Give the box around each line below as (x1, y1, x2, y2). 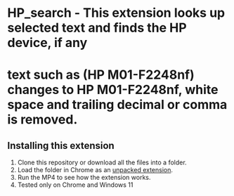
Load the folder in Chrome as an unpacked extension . (17, 166, 174, 174)
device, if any (7, 35, 88, 51)
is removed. (7, 112, 78, 128)
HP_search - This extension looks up (7, 5, 226, 21)
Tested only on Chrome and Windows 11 (17, 181, 134, 189)
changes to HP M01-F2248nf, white (7, 82, 219, 98)
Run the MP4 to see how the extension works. (17, 174, 151, 182)
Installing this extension (7, 139, 115, 152)
